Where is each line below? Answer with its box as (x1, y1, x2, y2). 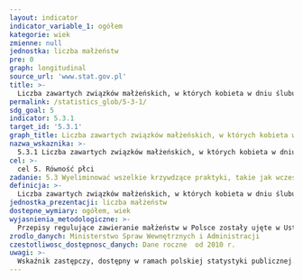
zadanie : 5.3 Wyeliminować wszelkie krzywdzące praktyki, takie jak (9, 173, 272, 182)
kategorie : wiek (9, 30, 70, 39)
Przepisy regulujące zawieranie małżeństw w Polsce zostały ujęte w (17, 223, 280, 232)
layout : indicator (9, 13, 78, 23)
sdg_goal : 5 (9, 106, 54, 115)
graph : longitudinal (9, 64, 87, 73)
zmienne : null (9, 38, 63, 48)
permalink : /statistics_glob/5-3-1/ (9, 97, 147, 107)
